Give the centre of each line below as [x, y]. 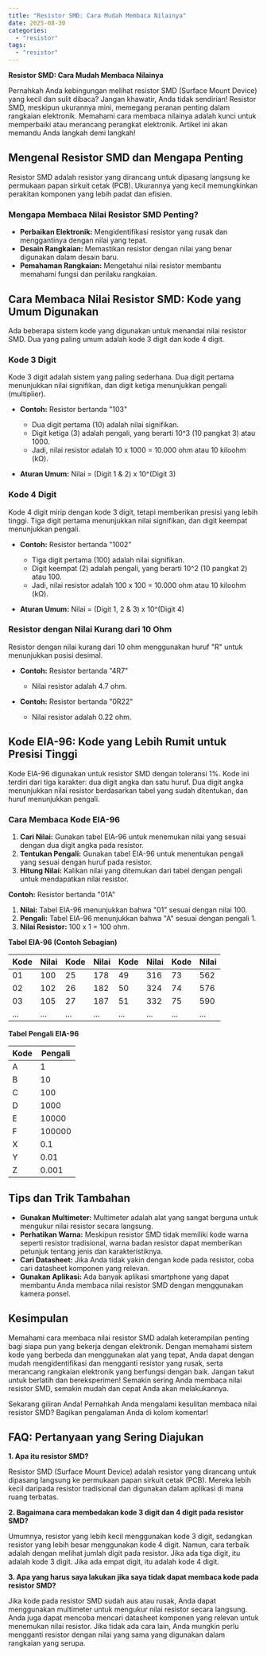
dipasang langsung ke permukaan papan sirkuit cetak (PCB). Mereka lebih [130, 1480]
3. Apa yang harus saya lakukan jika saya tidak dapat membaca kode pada [133, 1577]
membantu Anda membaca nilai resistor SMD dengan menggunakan [132, 1285]
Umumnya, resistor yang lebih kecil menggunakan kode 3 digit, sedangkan [130, 1537]
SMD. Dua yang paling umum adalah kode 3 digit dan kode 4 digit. [116, 339]
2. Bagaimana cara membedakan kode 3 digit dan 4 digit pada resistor [126, 1513]
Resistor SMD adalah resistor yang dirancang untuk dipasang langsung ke [129, 177]
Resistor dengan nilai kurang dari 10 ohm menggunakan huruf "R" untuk [126, 647]
